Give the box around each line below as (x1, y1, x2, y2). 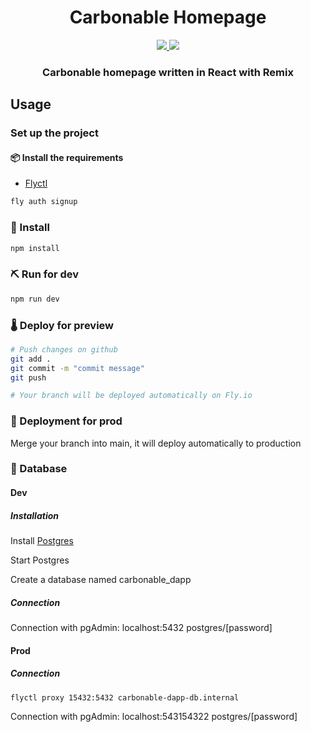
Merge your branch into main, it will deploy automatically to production (10, 437, 302, 449)
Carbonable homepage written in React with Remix (42, 65, 294, 79)
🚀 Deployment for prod (10, 414, 123, 428)
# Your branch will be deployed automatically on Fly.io (10, 391, 253, 401)
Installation (10, 509, 59, 521)
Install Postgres (10, 535, 74, 547)
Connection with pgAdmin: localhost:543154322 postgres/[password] (10, 711, 298, 723)
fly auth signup (10, 197, 78, 207)
